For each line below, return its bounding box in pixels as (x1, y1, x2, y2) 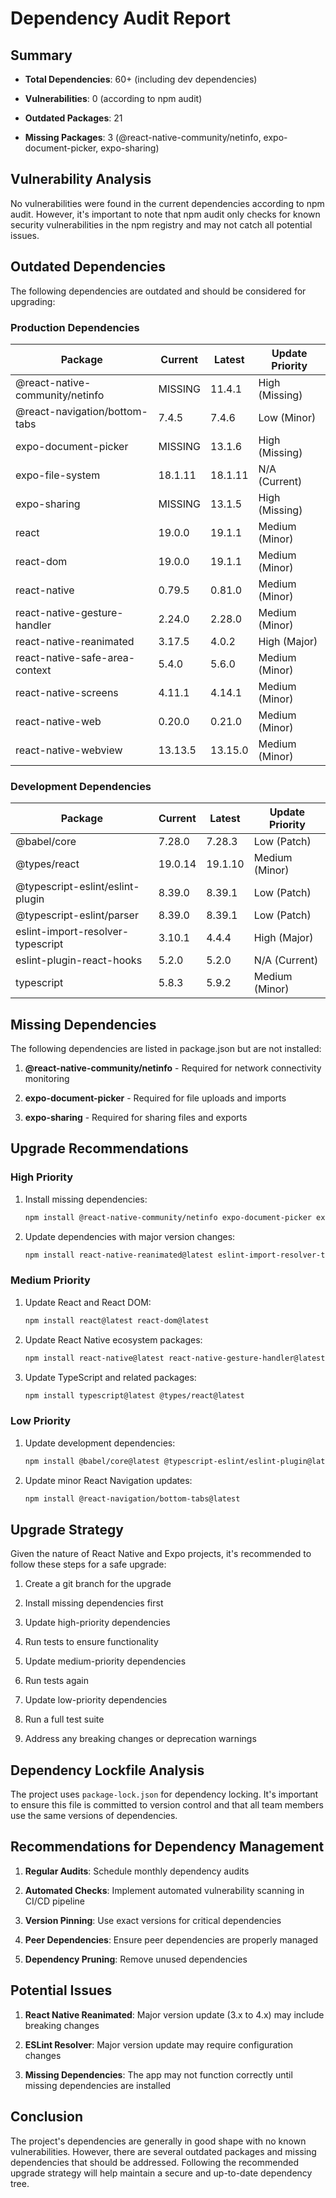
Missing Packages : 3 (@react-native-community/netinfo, (24, 132, 262, 143)
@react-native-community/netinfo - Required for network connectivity (24, 1062, 322, 1074)
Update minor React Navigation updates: (24, 1474, 193, 1486)
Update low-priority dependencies (24, 1694, 168, 1706)
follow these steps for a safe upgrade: (10, 1558, 167, 1571)
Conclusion (10, 2108, 84, 2126)
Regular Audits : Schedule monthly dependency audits (24, 1865, 250, 1877)
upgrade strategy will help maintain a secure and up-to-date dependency (10, 2167, 313, 2179)
